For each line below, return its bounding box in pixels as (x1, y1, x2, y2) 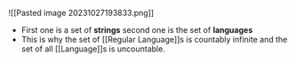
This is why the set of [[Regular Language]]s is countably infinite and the (20, 35, 288, 44)
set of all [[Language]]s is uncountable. (20, 43, 165, 54)
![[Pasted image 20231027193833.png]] (8, 8, 155, 18)
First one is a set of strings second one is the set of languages (20, 25, 253, 35)
